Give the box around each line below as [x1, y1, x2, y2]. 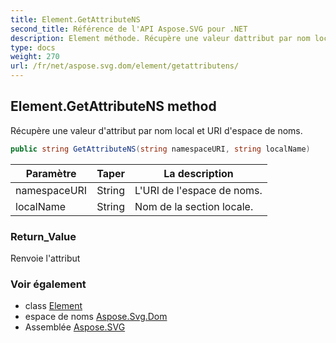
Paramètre [25, 166, 77, 180]
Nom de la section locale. [134, 199, 254, 213]
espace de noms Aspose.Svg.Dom [24, 311, 168, 323]
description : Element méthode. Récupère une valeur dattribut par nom [10, 33, 311, 43]
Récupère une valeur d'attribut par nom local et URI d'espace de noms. [10, 124, 303, 136]
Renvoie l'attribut [10, 252, 81, 264]
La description [163, 166, 234, 180]
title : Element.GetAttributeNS [10, 14, 141, 25]
